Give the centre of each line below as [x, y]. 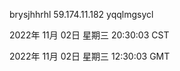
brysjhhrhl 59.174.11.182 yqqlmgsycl [81, 14]
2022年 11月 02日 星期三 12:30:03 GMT [90, 56]
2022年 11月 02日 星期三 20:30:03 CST [89, 35]
